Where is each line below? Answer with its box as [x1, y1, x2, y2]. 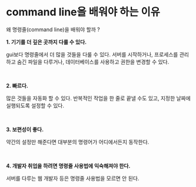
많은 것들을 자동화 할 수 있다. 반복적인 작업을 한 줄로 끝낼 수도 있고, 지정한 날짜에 [6, 95, 191, 102]
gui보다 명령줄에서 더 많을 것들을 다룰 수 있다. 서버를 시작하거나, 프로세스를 [6, 51, 178, 58]
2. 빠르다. [6, 82, 28, 89]
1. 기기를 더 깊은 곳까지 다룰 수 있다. [6, 38, 87, 45]
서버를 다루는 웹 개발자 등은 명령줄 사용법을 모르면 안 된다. [6, 175, 139, 182]
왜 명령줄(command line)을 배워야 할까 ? [6, 26, 100, 33]
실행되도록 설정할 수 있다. [6, 102, 65, 109]
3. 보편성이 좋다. [6, 126, 44, 133]
